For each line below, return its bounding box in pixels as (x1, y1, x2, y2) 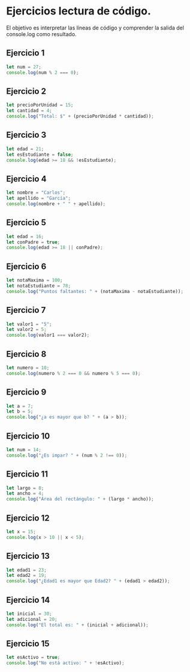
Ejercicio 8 (6, 349, 47, 359)
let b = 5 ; (6, 408, 34, 415)
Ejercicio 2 (6, 86, 47, 96)
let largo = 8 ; (6, 485, 44, 491)
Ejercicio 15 (6, 638, 50, 649)
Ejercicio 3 (6, 130, 47, 140)
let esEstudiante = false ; (6, 152, 74, 158)
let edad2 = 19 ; (6, 573, 47, 579)
